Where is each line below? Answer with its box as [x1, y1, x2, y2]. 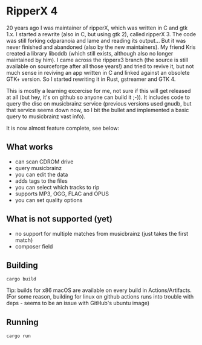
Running [6, 317, 39, 327]
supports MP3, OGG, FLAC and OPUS [15, 190, 109, 197]
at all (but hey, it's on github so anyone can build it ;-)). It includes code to [6, 93, 191, 101]
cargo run [6, 333, 31, 339]
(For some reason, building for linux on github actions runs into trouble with [6, 293, 194, 300]
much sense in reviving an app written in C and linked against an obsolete [6, 69, 190, 76]
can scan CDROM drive [15, 158, 74, 165]
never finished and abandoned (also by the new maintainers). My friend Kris [6, 43, 196, 51]
